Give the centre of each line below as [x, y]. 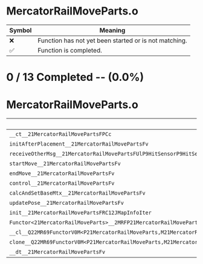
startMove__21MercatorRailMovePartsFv [65, 164]
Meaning [112, 30]
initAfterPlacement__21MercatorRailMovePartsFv [79, 144]
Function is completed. [70, 50]
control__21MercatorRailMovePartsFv [62, 183]
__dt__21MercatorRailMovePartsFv [57, 252]
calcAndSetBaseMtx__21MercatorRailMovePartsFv [78, 193]
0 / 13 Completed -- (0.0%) [75, 77]
